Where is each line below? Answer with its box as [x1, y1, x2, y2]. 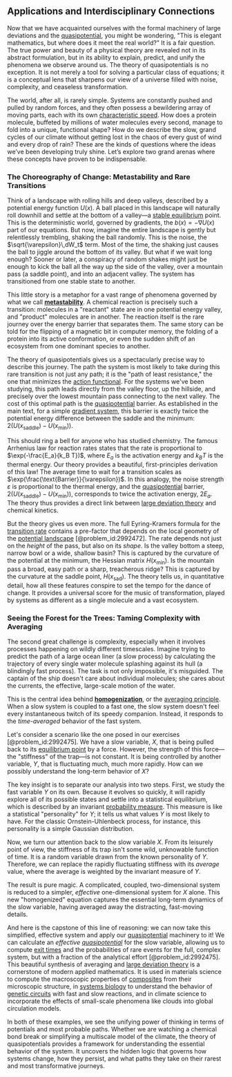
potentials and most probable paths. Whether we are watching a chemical [7, 1025, 217, 1033]
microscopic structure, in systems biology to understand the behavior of [7, 982, 213, 991]
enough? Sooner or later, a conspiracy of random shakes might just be [7, 255, 207, 263]
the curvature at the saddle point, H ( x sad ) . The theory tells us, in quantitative [7, 572, 224, 583]
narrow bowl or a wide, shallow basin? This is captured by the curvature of [7, 549, 220, 557]
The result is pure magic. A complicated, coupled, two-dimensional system [7, 881, 220, 889]
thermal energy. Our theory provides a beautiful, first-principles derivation [7, 460, 218, 469]
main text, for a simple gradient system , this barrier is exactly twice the [7, 407, 209, 415]
